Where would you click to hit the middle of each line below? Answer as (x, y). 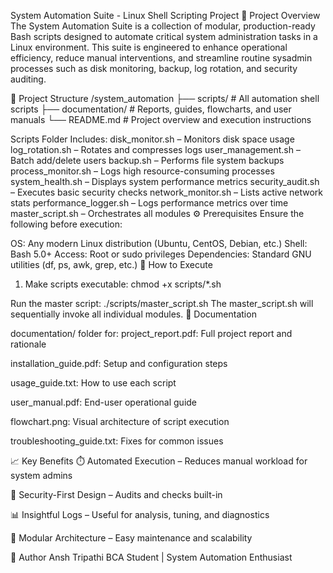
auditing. (28, 79)
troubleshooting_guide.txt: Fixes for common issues (117, 441)
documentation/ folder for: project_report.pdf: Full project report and (151, 333)
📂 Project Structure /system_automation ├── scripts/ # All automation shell (165, 98)
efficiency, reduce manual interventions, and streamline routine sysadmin (161, 58)
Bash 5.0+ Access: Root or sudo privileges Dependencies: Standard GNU (161, 254)
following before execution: (66, 224)
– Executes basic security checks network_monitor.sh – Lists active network (167, 192)
